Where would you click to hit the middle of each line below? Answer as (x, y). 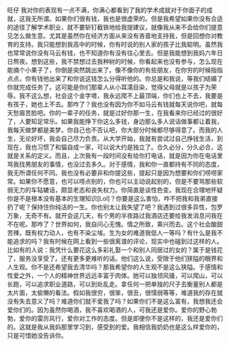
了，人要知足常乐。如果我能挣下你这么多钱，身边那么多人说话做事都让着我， (115, 121)
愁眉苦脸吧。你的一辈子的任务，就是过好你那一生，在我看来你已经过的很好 (118, 113)
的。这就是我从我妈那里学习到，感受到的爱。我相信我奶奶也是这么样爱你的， (115, 327)
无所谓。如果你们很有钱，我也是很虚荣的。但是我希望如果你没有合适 (127, 18)
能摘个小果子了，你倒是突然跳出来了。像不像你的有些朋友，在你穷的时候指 (112, 70)
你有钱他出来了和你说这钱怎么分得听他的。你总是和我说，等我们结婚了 (124, 78)
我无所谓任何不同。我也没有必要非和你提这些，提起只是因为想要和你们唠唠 (112, 173)
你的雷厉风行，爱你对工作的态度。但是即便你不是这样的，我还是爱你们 (124, 318)
